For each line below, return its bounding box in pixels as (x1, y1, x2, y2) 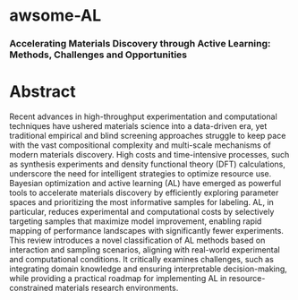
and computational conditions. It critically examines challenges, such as (9, 254, 275, 265)
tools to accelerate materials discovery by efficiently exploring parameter (9, 187, 279, 198)
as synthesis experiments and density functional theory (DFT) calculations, (9, 159, 286, 170)
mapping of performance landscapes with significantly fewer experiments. (9, 226, 285, 236)
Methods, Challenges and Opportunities (9, 48, 188, 61)
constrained (9, 283, 54, 294)
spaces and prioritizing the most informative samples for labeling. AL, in (9, 197, 275, 208)
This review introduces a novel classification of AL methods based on (9, 235, 266, 246)
